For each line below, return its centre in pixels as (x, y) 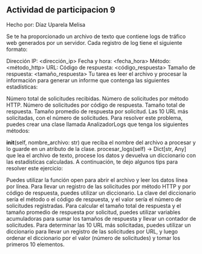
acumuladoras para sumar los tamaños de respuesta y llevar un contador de (101, 218)
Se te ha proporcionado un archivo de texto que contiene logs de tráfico (96, 36)
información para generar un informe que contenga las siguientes (88, 80)
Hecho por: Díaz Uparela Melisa (46, 24)
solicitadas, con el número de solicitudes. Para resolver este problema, (94, 118)
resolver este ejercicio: (35, 168)
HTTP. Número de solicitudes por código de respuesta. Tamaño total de (96, 105)
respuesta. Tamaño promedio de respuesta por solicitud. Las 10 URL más (97, 111)
